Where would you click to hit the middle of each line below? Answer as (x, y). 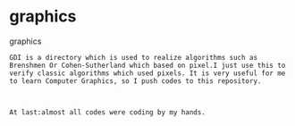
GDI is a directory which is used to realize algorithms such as (133, 57)
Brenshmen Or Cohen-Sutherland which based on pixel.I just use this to (147, 65)
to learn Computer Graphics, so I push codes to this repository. (135, 81)
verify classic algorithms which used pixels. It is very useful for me (147, 73)
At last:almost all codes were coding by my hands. (107, 112)
